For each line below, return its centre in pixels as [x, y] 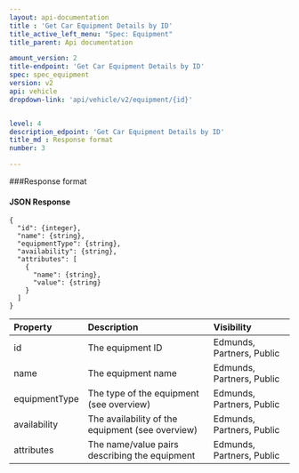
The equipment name [132, 373]
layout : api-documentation [59, 17]
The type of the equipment [143, 394]
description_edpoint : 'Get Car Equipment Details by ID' [117, 132]
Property [33, 327]
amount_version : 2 [43, 59]
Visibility [232, 327]
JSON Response [40, 202]
